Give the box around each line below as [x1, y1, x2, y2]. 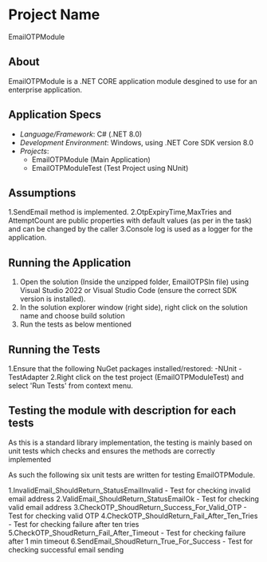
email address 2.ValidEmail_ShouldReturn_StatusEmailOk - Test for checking [8, 493, 259, 504]
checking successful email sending [8, 544, 124, 554]
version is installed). [19, 294, 86, 304]
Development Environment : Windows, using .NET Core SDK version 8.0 [19, 137, 253, 147]
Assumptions [8, 186, 77, 200]
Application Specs [8, 108, 102, 121]
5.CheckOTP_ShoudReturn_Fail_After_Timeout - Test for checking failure [8, 528, 246, 537]
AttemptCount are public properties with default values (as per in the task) [8, 216, 253, 225]
